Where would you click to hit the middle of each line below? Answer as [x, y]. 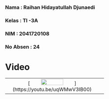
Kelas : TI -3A [22, 20]
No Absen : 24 [23, 47]
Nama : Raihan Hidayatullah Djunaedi [50, 7]
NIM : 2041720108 [27, 33]
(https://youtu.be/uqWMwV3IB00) [52, 89]
